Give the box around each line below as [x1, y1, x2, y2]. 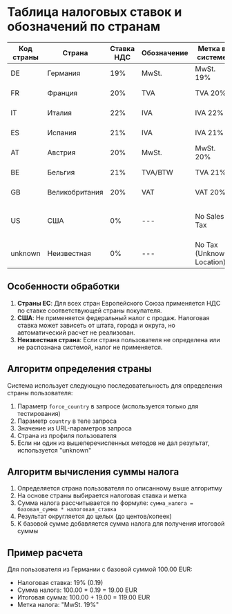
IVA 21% [195, 128, 224, 137]
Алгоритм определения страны [7, 363, 152, 375]
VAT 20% [195, 187, 226, 197]
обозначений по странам [7, 19, 161, 34]
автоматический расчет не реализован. [17, 328, 136, 337]
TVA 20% [195, 88, 226, 97]
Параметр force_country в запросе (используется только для [17, 402, 199, 410]
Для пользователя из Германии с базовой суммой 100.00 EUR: [7, 565, 193, 573]
